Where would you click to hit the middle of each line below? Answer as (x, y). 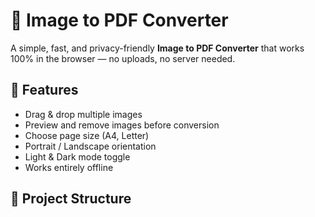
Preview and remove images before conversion (122, 125)
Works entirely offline (69, 167)
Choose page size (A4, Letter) (87, 135)
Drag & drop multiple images (83, 114)
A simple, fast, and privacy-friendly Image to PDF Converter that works (157, 48)
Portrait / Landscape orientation (90, 146)
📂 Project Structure (71, 199)
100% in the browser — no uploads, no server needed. (123, 58)
